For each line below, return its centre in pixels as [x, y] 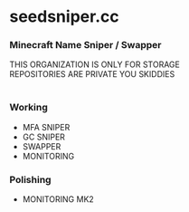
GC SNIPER [44, 137]
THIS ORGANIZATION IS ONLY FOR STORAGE [95, 64]
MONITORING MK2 [58, 199]
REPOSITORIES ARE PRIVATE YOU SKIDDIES [92, 74]
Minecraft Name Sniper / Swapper [85, 45]
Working [28, 108]
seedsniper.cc [64, 17]
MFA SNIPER [46, 127]
